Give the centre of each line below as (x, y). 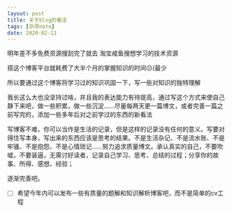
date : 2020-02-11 (32, 33)
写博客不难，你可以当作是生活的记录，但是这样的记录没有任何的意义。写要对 (116, 129)
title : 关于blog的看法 (37, 20)
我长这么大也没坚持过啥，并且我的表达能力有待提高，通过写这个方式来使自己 (116, 97)
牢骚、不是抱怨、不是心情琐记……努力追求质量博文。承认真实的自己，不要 (112, 146)
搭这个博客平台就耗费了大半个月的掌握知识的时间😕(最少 (87, 68)
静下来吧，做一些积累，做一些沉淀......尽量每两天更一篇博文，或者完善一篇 (112, 106)
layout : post (26, 13)
